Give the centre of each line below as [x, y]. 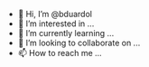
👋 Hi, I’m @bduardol [55, 14]
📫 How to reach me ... [60, 53]
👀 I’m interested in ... [56, 24]
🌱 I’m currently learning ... [66, 33]
